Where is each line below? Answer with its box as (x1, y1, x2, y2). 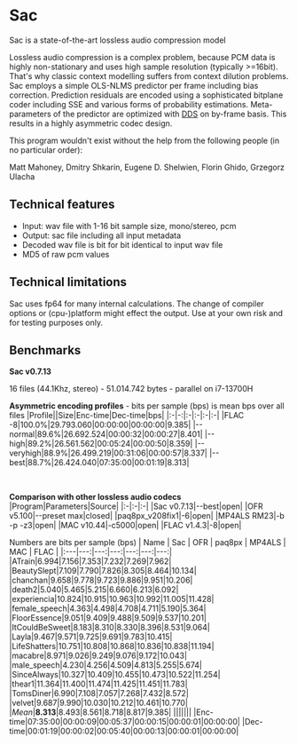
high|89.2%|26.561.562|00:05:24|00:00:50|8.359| (9, 439, 193, 449)
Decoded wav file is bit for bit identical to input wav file (21, 239, 223, 250)
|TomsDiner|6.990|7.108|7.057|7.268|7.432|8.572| (9, 688, 189, 699)
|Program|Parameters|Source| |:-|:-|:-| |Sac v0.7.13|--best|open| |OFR (9, 501, 263, 511)
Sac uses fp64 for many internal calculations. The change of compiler (9, 298, 264, 309)
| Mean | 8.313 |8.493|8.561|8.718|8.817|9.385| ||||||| (9, 707, 192, 717)
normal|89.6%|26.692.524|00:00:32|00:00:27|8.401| (9, 429, 203, 440)
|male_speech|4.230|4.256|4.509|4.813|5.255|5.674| (9, 660, 202, 670)
